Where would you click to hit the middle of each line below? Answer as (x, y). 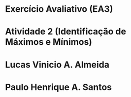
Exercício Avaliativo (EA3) (59, 9)
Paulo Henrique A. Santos (59, 87)
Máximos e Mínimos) (49, 42)
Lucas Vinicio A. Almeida (57, 65)
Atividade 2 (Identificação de (66, 32)
